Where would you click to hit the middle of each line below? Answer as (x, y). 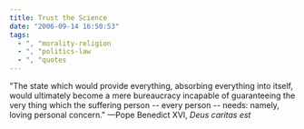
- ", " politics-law (54, 52)
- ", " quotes (42, 60)
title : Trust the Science (58, 18)
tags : (20, 35)
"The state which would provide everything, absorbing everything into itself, (151, 86)
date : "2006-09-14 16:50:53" (64, 26)
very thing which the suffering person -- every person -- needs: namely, (144, 105)
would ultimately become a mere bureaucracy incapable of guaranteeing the (152, 95)
